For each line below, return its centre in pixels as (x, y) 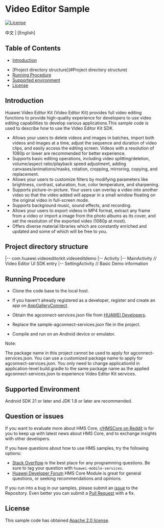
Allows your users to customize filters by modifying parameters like (80, 179)
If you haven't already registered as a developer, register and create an (84, 300)
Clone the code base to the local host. (50, 291)
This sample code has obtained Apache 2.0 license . (57, 520)
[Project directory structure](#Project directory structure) (70, 70)
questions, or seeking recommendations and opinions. (67, 478)
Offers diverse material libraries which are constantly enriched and (79, 226)
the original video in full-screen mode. (51, 200)
